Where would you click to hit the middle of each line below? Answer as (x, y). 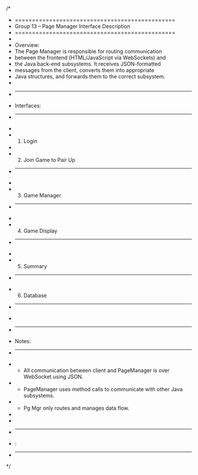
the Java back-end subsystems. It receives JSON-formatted (88, 64)
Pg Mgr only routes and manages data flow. (76, 408)
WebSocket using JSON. (53, 377)
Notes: (23, 341)
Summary (35, 266)
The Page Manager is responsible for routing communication (88, 51)
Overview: (27, 45)
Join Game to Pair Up (49, 160)
